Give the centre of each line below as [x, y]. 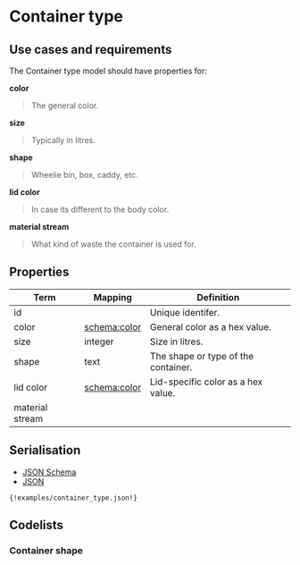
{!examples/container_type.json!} [74, 498]
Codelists [37, 525]
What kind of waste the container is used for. [113, 244]
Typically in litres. [63, 140]
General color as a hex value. [211, 326]
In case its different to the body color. [100, 209]
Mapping [112, 297]
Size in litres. [177, 342]
